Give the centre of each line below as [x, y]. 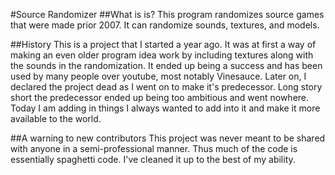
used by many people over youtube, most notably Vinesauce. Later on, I [158, 76]
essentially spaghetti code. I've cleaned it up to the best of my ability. [153, 159]
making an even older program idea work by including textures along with [162, 55]
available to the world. [56, 118]
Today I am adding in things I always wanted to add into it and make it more [165, 108]
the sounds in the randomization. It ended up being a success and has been [166, 65]
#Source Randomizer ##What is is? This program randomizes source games [167, 14]
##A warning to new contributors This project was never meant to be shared [168, 138]
